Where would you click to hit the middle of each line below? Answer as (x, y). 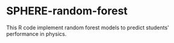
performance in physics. (36, 33)
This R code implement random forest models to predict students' (88, 27)
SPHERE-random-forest (67, 11)
